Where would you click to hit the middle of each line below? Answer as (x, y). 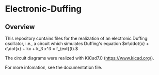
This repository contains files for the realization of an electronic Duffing (76, 38)
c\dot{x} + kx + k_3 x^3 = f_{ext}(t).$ (42, 49)
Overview (20, 27)
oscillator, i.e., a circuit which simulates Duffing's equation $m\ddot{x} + (77, 44)
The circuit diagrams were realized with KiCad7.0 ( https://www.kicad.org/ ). (79, 58)
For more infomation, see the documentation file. (54, 67)
